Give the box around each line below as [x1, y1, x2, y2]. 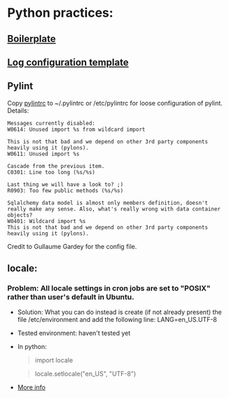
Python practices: [7, 5, 113, 21]
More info [17, 383, 46, 392]
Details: [7, 106, 29, 115]
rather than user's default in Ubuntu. [7, 292, 134, 302]
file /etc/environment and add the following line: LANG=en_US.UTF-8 [17, 315, 217, 324]
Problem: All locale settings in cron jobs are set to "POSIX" [7, 283, 211, 293]
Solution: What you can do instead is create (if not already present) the [17, 308, 222, 316]
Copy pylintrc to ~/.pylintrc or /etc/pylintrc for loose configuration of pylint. [7, 99, 223, 107]
